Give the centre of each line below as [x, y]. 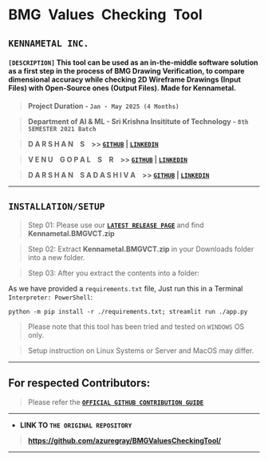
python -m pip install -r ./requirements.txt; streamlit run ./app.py [128, 311]
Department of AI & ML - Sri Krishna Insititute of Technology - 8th [138, 121]
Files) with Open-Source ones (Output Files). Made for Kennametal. [122, 88]
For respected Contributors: [79, 383]
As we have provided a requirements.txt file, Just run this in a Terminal [126, 288]
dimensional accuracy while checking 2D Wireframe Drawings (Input [125, 80]
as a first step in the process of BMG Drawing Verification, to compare [126, 71]
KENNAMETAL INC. [49, 43]
